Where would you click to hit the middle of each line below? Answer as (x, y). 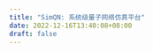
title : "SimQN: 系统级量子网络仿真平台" (77, 17)
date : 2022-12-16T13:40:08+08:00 (71, 26)
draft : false (33, 33)
